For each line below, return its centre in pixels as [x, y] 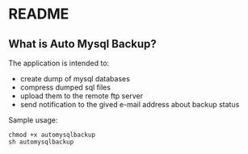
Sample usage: [33, 120]
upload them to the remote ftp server [82, 96]
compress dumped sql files [65, 87]
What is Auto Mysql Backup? [83, 44]
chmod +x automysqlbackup [52, 135]
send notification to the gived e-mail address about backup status [130, 104]
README [39, 14]
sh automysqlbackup [41, 142]
